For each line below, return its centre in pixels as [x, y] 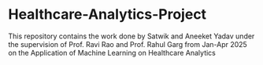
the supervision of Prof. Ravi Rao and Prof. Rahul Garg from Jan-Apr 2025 [128, 44]
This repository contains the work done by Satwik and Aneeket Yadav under [131, 36]
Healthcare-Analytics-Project [107, 14]
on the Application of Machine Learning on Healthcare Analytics [112, 52]
